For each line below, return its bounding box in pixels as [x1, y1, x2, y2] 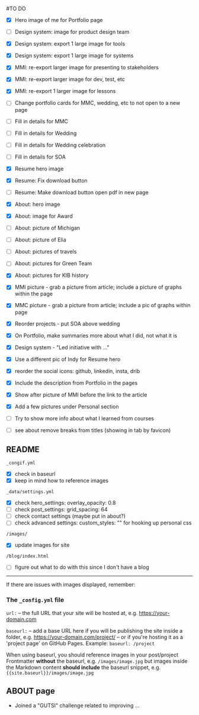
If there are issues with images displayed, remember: [6, 581, 136, 588]
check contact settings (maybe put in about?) [14, 513, 126, 520]
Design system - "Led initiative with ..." [14, 343, 110, 351]
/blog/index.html [6, 553, 49, 559]
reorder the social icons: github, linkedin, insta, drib [14, 367, 140, 375]
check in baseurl [14, 470, 56, 477]
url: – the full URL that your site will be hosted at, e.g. [6, 609, 138, 616]
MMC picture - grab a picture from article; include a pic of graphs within [14, 302, 191, 309]
